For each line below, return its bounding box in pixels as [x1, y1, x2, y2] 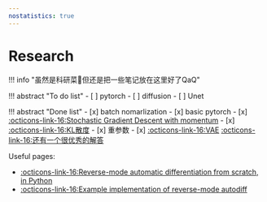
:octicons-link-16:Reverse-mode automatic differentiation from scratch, [20, 167, 259, 177]
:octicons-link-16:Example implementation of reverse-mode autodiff [20, 184, 247, 194]
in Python [20, 175, 53, 185]
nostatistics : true [8, 11, 75, 20]
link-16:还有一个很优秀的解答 [8, 135, 104, 144]
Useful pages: [8, 151, 55, 161]
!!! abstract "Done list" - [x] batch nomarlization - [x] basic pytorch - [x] [8, 106, 248, 116]
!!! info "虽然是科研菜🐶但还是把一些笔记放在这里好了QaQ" [8, 75, 201, 84]
